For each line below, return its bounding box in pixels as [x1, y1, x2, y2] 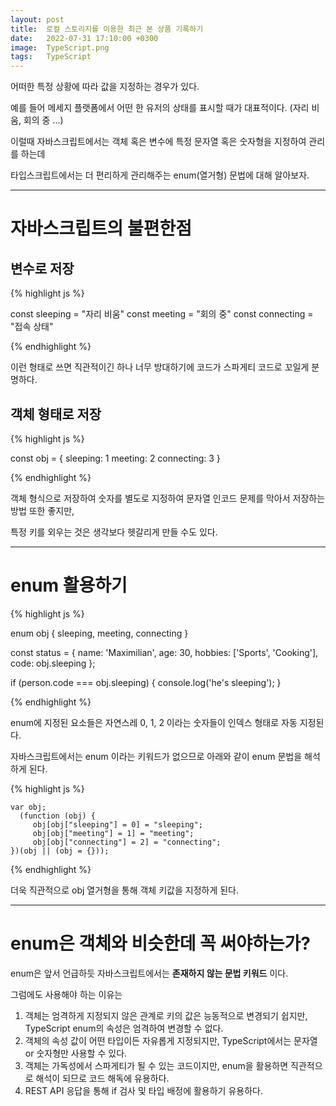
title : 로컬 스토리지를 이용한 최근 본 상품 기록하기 [10, 24, 204, 34]
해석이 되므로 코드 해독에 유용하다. [35, 1072, 170, 1084]
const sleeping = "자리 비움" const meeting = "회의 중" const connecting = [10, 308, 314, 320]
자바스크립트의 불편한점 [10, 217, 192, 240]
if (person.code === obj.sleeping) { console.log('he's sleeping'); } [10, 676, 282, 688]
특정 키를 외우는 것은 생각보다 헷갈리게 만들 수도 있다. [10, 526, 218, 538]
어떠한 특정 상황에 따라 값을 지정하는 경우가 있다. [10, 81, 200, 93]
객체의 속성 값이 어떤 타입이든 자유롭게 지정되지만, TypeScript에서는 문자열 [24, 1034, 318, 1046]
